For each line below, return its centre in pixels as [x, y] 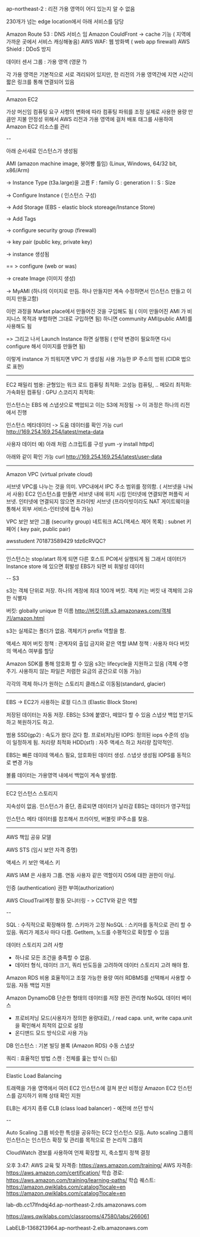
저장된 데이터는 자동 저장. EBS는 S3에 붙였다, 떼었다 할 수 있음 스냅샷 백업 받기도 [100, 715]
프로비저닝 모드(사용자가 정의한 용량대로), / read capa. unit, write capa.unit [103, 1018]
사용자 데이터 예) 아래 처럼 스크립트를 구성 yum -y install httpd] [80, 444]
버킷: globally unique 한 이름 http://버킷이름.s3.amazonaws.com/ [84, 611]
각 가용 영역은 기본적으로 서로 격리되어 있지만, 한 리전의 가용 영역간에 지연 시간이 [100, 74]
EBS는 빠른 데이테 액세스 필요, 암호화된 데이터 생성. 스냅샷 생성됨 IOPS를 [91, 755]
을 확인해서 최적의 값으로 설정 [49, 1025]
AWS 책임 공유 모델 [29, 837]
